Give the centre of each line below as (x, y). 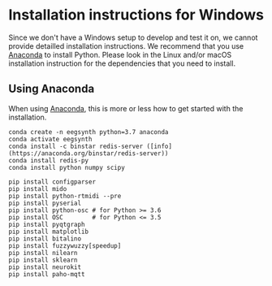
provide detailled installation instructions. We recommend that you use (126, 45)
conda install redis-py (49, 160)
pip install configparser (52, 182)
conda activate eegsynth (50, 139)
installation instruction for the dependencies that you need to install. (122, 63)
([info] (160, 146)
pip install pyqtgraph (47, 224)
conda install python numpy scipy (67, 167)
